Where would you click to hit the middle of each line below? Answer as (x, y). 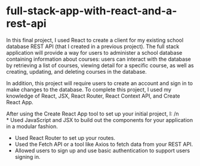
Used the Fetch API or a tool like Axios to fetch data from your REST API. (104, 144)
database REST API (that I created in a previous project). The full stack (93, 46)
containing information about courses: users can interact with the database (99, 59)
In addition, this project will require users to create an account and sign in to (99, 83)
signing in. (27, 156)
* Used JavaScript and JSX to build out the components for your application (100, 120)
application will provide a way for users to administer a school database (94, 52)
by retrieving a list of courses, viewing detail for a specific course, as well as (100, 65)
